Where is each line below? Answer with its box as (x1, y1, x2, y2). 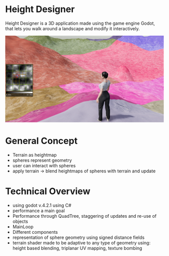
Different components (12, 229, 58, 235)
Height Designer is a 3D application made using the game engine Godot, (5, 20, 155, 26)
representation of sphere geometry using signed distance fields (12, 234, 145, 240)
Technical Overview (5, 185, 91, 197)
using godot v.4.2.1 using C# (12, 202, 71, 208)
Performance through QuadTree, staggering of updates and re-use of (12, 213, 157, 219)
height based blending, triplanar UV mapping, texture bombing (12, 245, 142, 251)
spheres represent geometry (12, 157, 72, 163)
